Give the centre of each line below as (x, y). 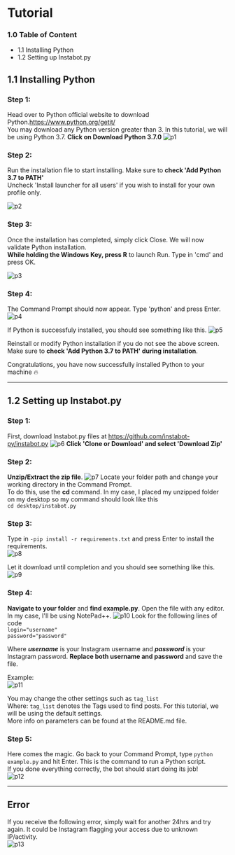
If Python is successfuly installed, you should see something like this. (107, 330)
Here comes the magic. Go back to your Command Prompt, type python (110, 753)
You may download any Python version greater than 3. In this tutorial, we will (117, 130)
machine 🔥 (23, 372)
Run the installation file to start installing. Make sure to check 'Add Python (114, 170)
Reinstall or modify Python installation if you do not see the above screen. (113, 344)
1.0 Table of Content (42, 35)
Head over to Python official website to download (78, 115)
